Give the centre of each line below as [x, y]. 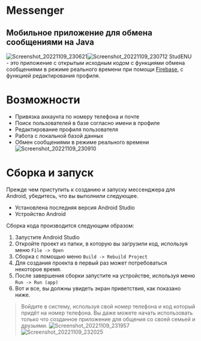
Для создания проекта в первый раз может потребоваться [91, 263]
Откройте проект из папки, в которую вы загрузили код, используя [101, 244]
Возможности [43, 100]
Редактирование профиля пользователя [66, 129]
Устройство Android [40, 214]
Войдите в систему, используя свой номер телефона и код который [108, 306]
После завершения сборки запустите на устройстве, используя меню [105, 275]
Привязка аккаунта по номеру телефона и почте [77, 116]
